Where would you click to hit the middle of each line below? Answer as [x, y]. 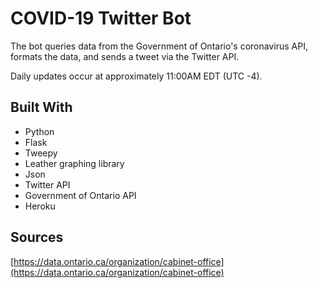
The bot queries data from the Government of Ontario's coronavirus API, [159, 46]
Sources [37, 237]
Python [39, 131]
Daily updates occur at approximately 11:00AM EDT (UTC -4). [136, 76]
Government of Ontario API [80, 195]
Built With [41, 107]
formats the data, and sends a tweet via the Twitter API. [125, 56]
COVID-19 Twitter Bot [101, 18]
